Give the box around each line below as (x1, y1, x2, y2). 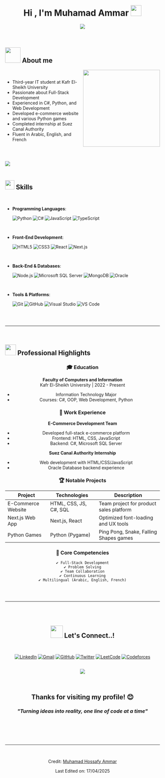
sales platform (99, 506, 132, 513)
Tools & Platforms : (12, 291, 51, 297)
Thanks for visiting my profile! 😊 (31, 693, 134, 701)
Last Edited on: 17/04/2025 (55, 768, 110, 774)
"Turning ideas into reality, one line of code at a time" (17, 708, 148, 715)
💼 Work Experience (59, 409, 106, 416)
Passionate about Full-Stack (12, 89, 69, 95)
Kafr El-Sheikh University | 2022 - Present (40, 382, 125, 388)
